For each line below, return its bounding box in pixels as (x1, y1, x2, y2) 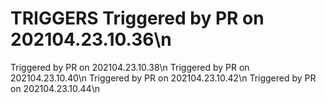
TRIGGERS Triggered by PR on (10, 7, 265, 30)
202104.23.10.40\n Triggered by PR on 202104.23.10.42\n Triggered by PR (10, 72, 317, 84)
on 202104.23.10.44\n (10, 82, 100, 94)
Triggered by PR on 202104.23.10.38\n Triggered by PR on (10, 61, 250, 73)
